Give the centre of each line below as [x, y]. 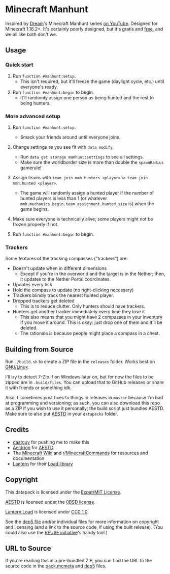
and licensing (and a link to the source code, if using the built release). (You [84, 527]
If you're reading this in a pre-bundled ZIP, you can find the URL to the [79, 561]
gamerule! [31, 168]
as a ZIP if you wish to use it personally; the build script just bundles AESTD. [85, 408]
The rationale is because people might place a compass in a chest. [90, 333]
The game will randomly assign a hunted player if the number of [87, 193]
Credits [17, 430]
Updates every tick [32, 285]
